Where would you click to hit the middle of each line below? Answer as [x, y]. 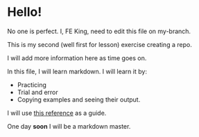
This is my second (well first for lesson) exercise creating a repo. [99, 44]
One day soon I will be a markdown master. [69, 126]
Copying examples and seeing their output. [79, 99]
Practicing [32, 84]
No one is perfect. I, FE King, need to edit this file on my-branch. [99, 31]
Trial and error [38, 92]
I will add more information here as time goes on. [77, 58]
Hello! [25, 12]
